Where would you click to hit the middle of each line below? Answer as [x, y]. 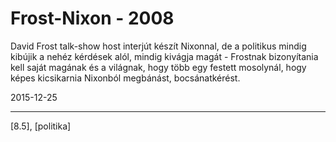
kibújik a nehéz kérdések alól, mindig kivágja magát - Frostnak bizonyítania [164, 56]
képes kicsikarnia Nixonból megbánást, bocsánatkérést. [125, 78]
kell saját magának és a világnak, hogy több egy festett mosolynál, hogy [158, 67]
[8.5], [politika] [41, 126]
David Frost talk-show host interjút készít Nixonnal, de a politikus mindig [158, 46]
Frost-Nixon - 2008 [92, 18]
